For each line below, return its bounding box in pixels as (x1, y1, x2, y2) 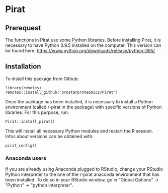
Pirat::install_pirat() (5, 119, 55, 124)
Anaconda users (5, 155, 47, 162)
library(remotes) (5, 85, 42, 90)
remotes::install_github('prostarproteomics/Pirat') (5, 90, 118, 95)
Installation (5, 62, 41, 71)
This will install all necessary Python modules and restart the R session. (5, 127, 153, 134)
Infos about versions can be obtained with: (5, 133, 94, 139)
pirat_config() (5, 143, 37, 148)
